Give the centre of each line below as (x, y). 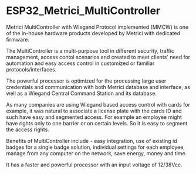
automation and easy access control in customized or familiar (80, 63)
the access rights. (28, 129)
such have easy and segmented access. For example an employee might (94, 117)
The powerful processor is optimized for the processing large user (86, 81)
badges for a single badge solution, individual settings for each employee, (95, 147)
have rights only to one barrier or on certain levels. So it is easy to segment (97, 123)
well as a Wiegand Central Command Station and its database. (82, 93)
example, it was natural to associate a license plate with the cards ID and (94, 111)
